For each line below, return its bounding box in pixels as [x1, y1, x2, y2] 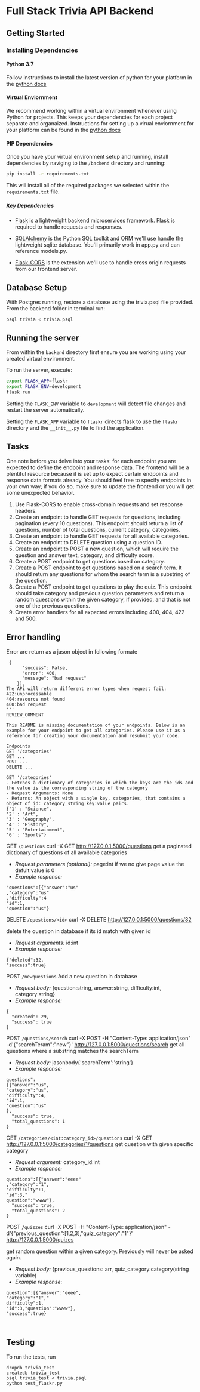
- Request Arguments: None [6, 790, 73, 796]
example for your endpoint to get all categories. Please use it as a [6, 727, 186, 734]
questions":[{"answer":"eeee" [6, 1176, 82, 1182]
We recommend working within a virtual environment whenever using [6, 107, 177, 114]
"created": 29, [11, 1014, 50, 1020]
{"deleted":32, [6, 957, 44, 963]
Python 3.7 [6, 61, 34, 68]
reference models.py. [14, 247, 67, 254]
